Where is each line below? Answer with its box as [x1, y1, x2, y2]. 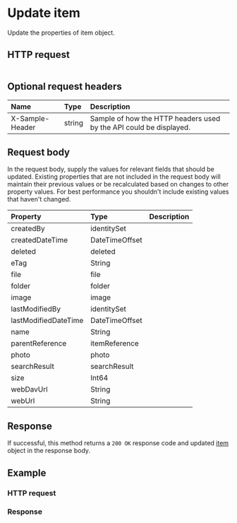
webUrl [11, 396, 35, 406]
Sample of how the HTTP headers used [90, 113, 221, 123]
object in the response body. [7, 447, 90, 455]
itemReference [90, 339, 139, 348]
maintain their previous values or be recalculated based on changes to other [7, 180, 229, 189]
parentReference [11, 339, 67, 348]
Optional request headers [7, 81, 122, 93]
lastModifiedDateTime [11, 316, 84, 326]
